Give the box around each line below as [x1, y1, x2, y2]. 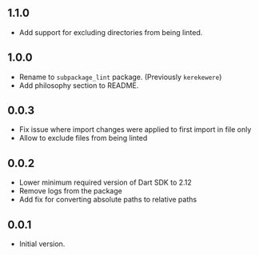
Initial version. [18, 239, 66, 249]
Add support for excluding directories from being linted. [18, 27, 203, 37]
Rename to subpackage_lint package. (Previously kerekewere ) [18, 72, 222, 82]
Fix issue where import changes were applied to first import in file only [18, 125, 252, 134]
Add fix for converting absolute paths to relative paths [18, 195, 197, 205]
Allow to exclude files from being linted [18, 133, 148, 143]
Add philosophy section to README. [18, 80, 139, 90]
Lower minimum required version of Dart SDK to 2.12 [18, 177, 193, 187]
